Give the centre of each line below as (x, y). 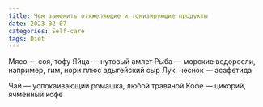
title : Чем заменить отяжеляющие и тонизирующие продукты (108, 16)
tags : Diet (27, 39)
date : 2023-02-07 (38, 24)
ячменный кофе (36, 95)
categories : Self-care (47, 31)
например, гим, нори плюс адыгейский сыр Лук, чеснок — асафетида (130, 71)
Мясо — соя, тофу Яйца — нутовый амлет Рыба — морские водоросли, (132, 62)
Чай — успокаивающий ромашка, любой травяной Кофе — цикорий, (127, 86)
